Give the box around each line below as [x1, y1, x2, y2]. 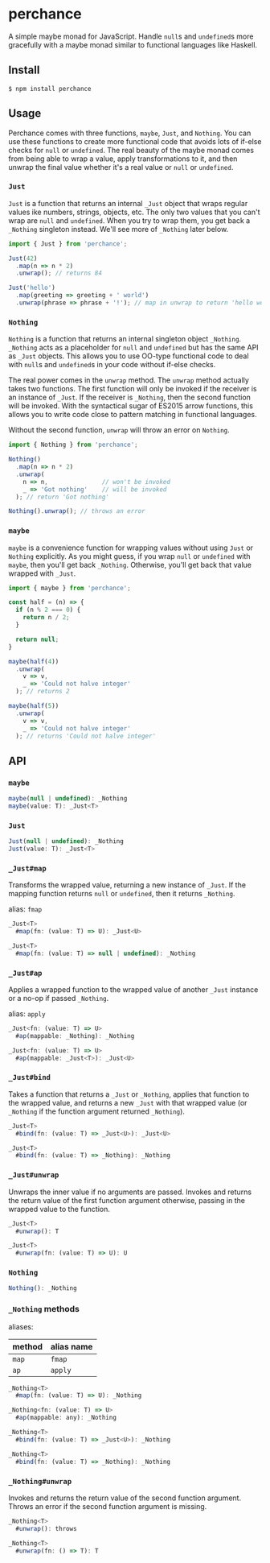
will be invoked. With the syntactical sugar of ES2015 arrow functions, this [8, 401, 253, 411]
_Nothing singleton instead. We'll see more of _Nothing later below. [8, 224, 229, 234]
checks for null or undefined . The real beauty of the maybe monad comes [8, 145, 255, 155]
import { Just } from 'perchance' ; [8, 239, 128, 248]
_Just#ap [8, 968, 43, 978]
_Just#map [8, 863, 47, 873]
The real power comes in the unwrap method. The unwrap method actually [8, 375, 249, 385]
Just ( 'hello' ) [8, 283, 56, 292]
